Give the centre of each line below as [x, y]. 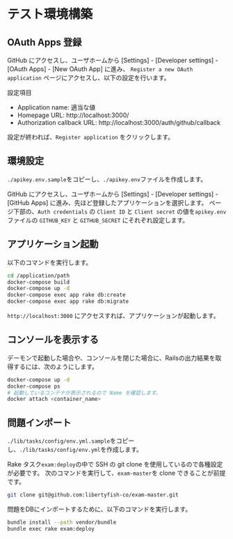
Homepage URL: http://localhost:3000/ [73, 115]
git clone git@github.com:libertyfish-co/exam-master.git [93, 495]
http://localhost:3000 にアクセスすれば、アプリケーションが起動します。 [113, 316]
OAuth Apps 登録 [45, 42]
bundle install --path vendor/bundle [62, 522]
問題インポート [39, 423]
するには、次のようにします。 [56, 366]
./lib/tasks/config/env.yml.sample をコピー [71, 441]
